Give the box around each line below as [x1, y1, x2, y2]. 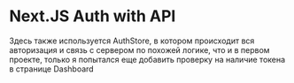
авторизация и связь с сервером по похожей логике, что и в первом [9, 44, 270, 55]
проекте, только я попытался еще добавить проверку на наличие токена [9, 54, 286, 64]
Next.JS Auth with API [9, 6, 176, 26]
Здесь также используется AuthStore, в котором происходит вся [9, 35, 255, 46]
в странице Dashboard [9, 64, 95, 74]
